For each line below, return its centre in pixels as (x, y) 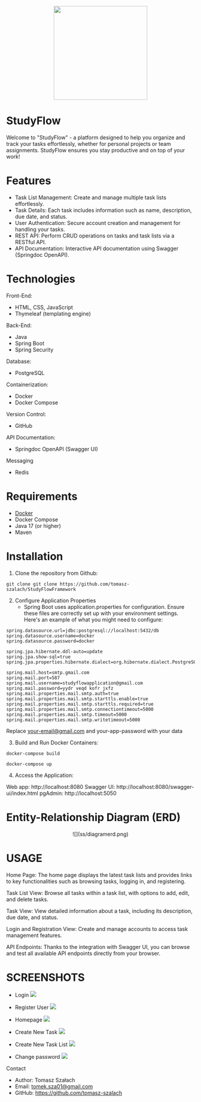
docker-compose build (33, 753)
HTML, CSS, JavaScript (44, 307)
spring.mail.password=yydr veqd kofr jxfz (60, 688)
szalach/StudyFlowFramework (41, 589)
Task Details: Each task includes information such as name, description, (103, 210)
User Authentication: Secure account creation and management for (98, 223)
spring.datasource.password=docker (51, 641)
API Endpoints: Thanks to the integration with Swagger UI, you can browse (98, 947)
